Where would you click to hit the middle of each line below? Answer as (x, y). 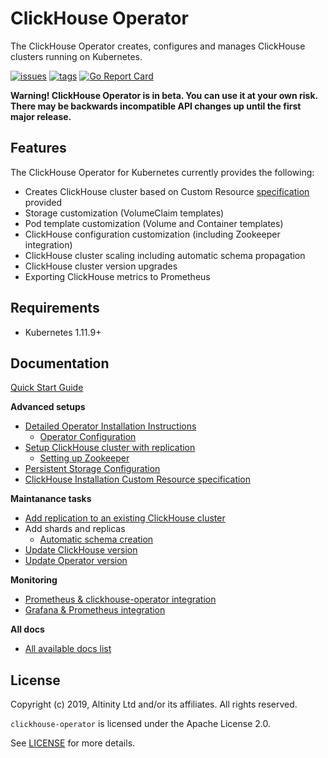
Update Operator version (76, 561)
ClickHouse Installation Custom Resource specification (138, 479)
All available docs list (68, 649)
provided (43, 202)
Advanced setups (48, 407)
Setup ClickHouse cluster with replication (110, 448)
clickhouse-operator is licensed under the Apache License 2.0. (140, 724)
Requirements (55, 308)
